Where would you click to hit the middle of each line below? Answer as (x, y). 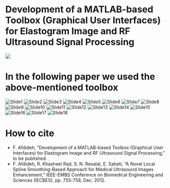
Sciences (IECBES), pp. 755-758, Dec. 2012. (59, 180)
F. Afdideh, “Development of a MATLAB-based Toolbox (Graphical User (88, 148)
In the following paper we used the (80, 77)
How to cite (30, 133)
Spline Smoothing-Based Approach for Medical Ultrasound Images (83, 169)
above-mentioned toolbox (62, 88)
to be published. (30, 158)
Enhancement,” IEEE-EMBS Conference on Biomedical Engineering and (88, 175)
